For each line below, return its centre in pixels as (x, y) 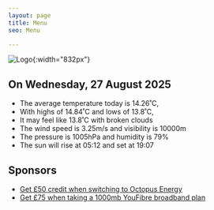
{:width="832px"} (62, 59)
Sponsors (32, 170)
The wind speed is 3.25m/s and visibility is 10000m (103, 129)
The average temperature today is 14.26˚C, (89, 103)
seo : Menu (24, 30)
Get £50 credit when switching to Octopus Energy (101, 189)
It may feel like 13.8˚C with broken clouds (86, 120)
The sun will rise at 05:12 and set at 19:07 (86, 145)
